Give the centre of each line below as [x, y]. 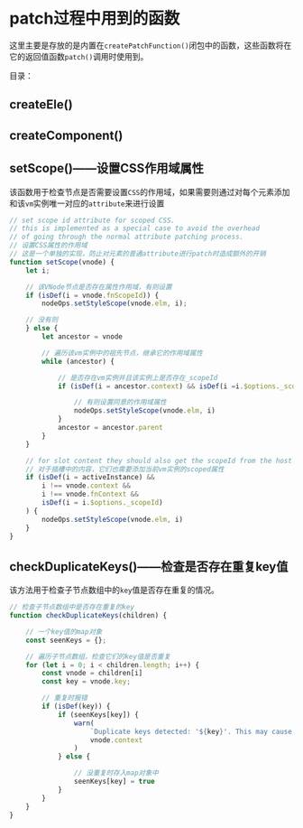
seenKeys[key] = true [114, 782]
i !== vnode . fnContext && [91, 494]
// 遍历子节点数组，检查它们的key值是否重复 [98, 656]
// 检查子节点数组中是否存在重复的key [72, 607]
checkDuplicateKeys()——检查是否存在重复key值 [149, 567]
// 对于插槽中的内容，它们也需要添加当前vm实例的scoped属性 [125, 469]
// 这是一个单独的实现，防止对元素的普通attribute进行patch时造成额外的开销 [138, 254]
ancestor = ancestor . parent [110, 428]
